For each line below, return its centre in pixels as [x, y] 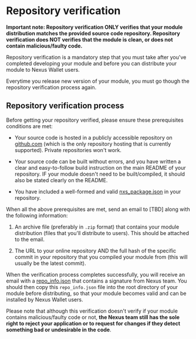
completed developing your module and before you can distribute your [92, 63]
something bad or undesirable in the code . [59, 330]
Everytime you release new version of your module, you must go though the [98, 81]
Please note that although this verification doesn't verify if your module [92, 311]
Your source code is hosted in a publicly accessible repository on [94, 137]
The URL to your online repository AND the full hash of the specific [95, 250]
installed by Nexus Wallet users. [45, 299]
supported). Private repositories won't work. [68, 150]
